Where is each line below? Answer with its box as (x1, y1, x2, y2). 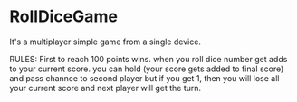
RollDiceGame (9, 6, 118, 27)
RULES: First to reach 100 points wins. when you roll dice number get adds (9, 53, 288, 64)
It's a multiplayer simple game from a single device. (9, 36, 202, 47)
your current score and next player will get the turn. (9, 82, 202, 93)
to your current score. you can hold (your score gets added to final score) (9, 63, 284, 74)
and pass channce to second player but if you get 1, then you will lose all (9, 72, 280, 83)
